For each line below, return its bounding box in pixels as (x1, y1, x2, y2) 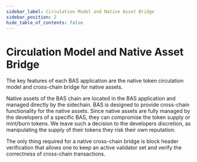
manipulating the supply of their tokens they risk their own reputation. (6, 127, 176, 134)
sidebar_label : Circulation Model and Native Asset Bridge (6, 8, 155, 15)
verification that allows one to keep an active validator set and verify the (6, 144, 182, 151)
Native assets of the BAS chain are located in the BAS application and (6, 95, 176, 102)
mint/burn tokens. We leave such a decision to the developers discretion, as (6, 120, 191, 127)
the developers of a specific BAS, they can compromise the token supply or (6, 114, 190, 121)
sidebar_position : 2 (6, 14, 57, 20)
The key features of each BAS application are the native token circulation (6, 77, 184, 85)
